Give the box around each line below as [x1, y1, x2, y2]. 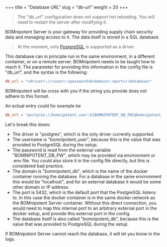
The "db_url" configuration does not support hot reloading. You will [17, 14, 155, 19]
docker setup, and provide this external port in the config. [12, 210, 131, 216]
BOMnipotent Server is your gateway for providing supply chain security [5, 29, 153, 34]
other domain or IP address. [12, 184, 70, 190]
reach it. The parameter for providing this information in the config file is [5, 64, 153, 70]
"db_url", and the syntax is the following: [5, 69, 88, 75]
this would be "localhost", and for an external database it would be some [12, 179, 162, 185]
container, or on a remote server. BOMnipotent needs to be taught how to [5, 59, 156, 64]
